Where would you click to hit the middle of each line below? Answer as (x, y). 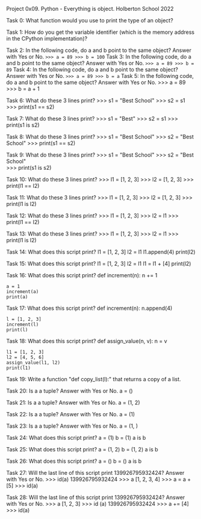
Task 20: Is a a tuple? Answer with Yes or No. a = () (70, 391)
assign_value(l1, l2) (33, 363)
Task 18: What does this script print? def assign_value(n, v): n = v (87, 341)
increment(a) (23, 292)
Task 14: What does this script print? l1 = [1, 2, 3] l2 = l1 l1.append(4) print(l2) (101, 252)
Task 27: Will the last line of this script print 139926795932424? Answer (95, 473)
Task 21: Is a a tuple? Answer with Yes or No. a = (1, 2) (73, 402)
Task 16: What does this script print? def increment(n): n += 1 (82, 275)
